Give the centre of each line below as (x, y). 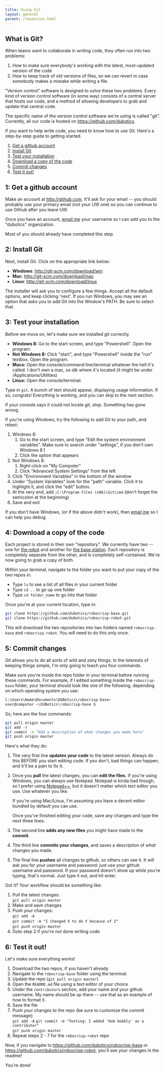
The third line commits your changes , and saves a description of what (84, 845)
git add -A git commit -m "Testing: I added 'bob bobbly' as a (78, 1021)
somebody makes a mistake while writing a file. (60, 81)
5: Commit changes (36, 648)
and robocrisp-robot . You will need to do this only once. (72, 633)
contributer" (26, 1026)
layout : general (22, 14)
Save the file (25, 1005)
